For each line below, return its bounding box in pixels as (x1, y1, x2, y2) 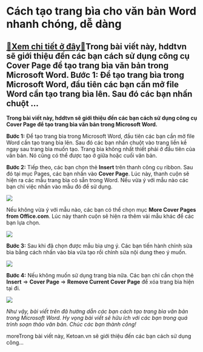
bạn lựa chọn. (6, 219, 41, 226)
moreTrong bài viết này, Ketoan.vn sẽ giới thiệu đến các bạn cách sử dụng (6, 333, 191, 339)
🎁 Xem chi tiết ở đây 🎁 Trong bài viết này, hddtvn (6, 41, 187, 52)
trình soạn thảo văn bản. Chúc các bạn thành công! (6, 320, 136, 328)
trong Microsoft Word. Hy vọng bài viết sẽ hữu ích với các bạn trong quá (6, 314, 188, 321)
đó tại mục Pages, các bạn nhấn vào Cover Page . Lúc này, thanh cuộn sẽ (6, 170, 190, 177)
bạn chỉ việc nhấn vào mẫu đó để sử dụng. (6, 183, 113, 190)
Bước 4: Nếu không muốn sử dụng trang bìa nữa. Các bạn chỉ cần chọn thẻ (6, 272, 194, 279)
